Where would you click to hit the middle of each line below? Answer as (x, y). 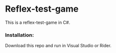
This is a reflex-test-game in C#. (38, 22)
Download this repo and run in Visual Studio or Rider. (58, 46)
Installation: (20, 35)
